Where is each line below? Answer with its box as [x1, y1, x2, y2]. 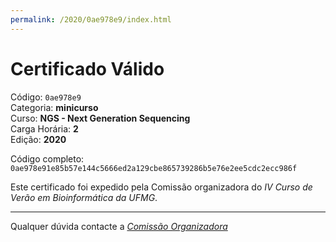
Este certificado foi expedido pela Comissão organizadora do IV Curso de [10, 181, 313, 193]
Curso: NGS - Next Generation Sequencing [10, 112, 191, 124]
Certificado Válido [10, 57, 165, 80]
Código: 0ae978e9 [10, 91, 82, 103]
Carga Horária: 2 [10, 122, 79, 135]
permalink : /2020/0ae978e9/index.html [10, 14, 172, 25]
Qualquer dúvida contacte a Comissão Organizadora [10, 220, 228, 232]
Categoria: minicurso [10, 101, 99, 113]
